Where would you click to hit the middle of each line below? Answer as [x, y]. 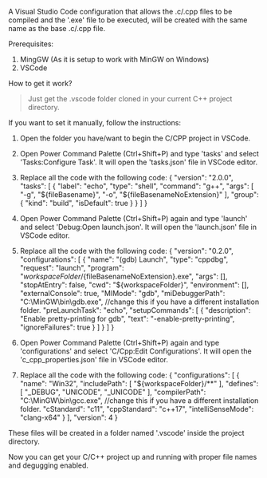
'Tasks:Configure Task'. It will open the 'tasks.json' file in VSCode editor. [138, 162]
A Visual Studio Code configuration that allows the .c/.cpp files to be [120, 12]
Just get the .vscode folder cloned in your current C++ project [130, 99]
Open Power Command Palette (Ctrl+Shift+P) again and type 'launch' [133, 218]
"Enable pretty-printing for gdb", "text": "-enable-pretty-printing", [127, 319]
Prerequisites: [31, 44]
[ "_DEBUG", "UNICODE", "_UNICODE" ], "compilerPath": [113, 392]
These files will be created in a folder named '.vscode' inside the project [126, 433]
